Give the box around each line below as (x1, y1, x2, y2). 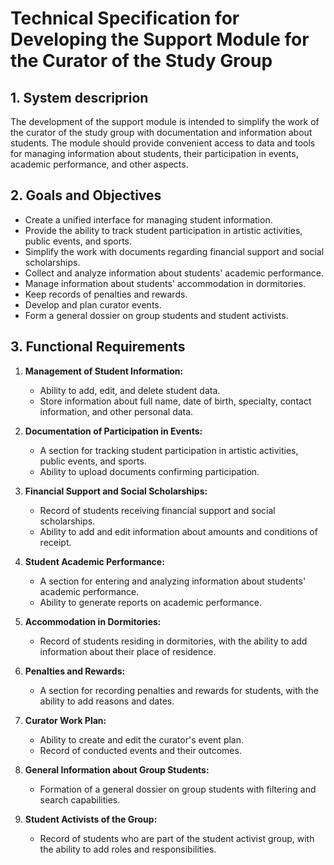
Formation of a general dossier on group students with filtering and (39, 783, 317, 795)
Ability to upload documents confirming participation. (39, 465, 260, 477)
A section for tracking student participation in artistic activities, (39, 444, 299, 456)
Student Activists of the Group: (24, 813, 158, 825)
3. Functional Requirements (10, 338, 186, 356)
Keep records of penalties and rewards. (24, 288, 188, 300)
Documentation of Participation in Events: (24, 425, 203, 437)
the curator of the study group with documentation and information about (10, 127, 313, 138)
